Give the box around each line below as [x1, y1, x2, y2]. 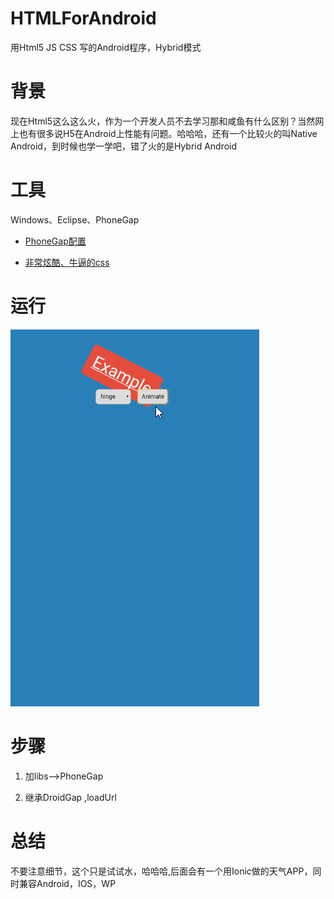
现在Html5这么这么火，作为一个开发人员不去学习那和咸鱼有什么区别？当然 [10, 115, 316, 127]
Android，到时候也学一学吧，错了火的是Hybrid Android [10, 140, 238, 152]
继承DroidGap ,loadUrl [24, 791, 117, 803]
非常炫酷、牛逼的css [24, 256, 110, 268]
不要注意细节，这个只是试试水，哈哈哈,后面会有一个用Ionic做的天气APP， [10, 865, 313, 877]
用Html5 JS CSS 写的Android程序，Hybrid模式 [10, 41, 202, 53]
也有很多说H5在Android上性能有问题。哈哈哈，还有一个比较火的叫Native [18, 127, 318, 139]
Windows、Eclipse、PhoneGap [10, 213, 140, 226]
